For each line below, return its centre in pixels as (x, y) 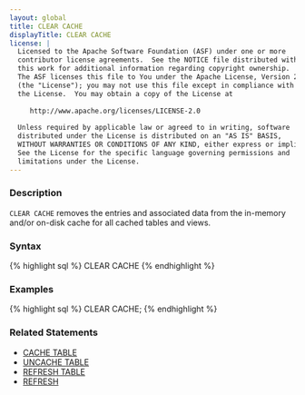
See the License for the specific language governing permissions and (154, 153)
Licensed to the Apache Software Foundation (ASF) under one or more (152, 52)
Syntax (25, 246)
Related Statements (54, 332)
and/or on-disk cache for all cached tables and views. (110, 222)
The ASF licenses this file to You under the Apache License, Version (154, 77)
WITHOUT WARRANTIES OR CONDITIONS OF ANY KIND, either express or (146, 144)
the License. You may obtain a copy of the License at (125, 94)
